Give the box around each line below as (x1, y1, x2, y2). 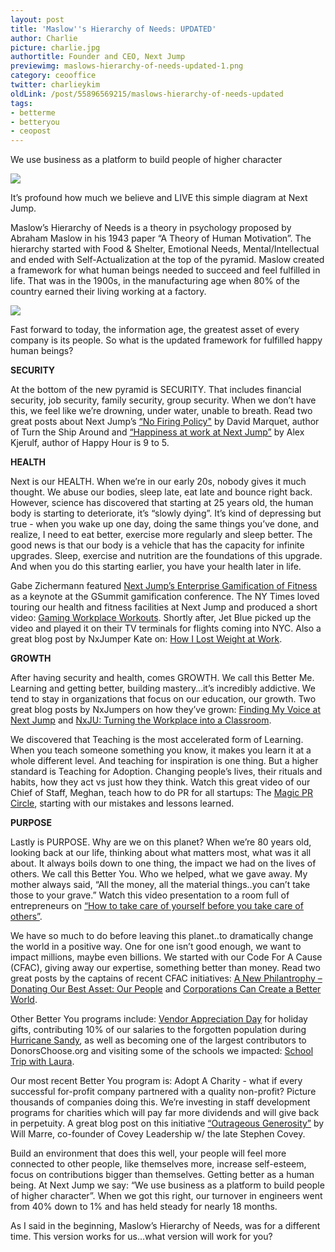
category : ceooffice (10, 71, 97, 81)
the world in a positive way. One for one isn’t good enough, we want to (10, 941, 302, 953)
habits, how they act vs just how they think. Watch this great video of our (10, 776, 311, 788)
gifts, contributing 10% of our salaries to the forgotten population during (10, 1024, 307, 1036)
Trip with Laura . (10, 1056, 75, 1068)
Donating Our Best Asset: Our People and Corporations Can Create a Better (10, 983, 322, 995)
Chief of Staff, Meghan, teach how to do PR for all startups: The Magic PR (10, 787, 314, 799)
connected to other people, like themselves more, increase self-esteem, (10, 1158, 307, 1170)
